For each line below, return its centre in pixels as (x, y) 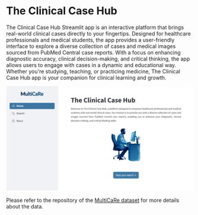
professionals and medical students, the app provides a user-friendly (90, 40)
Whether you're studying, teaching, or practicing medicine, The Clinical (93, 71)
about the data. (25, 206)
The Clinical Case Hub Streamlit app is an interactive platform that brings (95, 27)
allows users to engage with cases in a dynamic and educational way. (91, 65)
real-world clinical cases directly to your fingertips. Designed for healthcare (98, 33)
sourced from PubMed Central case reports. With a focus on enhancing (93, 52)
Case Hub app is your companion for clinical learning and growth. (86, 78)
